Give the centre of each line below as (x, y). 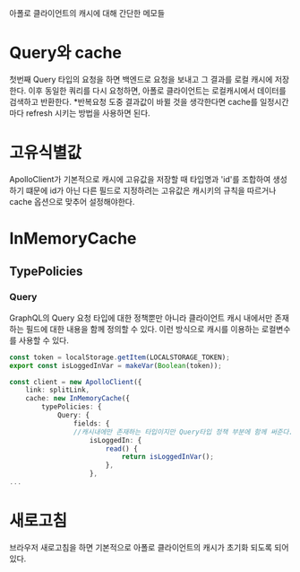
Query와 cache (66, 53)
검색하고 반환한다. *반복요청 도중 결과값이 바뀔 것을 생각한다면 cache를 (133, 101)
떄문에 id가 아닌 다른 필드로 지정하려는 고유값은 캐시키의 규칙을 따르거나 (151, 190)
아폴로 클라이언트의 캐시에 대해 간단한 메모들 (87, 13)
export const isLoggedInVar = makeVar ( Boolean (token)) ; (116, 365)
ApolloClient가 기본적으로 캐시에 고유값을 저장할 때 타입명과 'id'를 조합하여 (140, 179)
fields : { (91, 423)
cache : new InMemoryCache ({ (77, 399)
